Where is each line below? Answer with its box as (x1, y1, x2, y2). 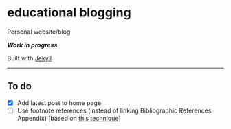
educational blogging (7, 5, 132, 21)
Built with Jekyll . (7, 54, 54, 62)
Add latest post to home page (16, 98, 102, 107)
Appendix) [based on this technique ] (16, 114, 122, 122)
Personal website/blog (7, 27, 71, 36)
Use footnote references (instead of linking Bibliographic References (16, 106, 212, 115)
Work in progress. (7, 40, 60, 49)
